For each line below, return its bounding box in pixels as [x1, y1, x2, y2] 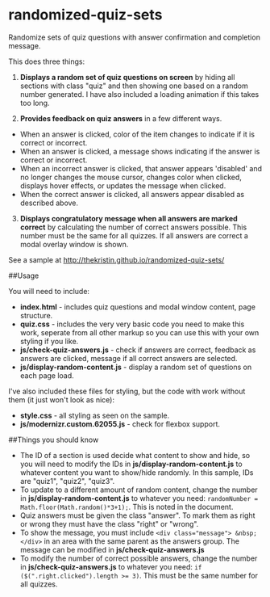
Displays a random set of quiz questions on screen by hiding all [19, 72, 235, 82]
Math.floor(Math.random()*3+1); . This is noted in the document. [19, 502, 234, 511]
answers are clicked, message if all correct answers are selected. [19, 353, 238, 363]
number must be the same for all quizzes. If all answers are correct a [19, 230, 248, 240]
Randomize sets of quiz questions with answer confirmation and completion [8, 32, 260, 42]
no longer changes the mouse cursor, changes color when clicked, [19, 172, 242, 182]
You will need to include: [8, 286, 90, 296]
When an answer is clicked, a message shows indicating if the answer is [19, 146, 260, 156]
